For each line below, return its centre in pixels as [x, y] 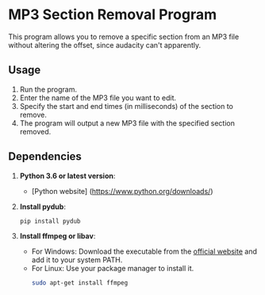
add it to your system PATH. [77, 260]
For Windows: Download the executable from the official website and [144, 251]
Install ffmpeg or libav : [58, 236]
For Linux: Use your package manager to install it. [113, 269]
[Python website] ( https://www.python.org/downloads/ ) [122, 191]
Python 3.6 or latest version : [67, 176]
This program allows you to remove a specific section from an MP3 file [124, 37]
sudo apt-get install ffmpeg [80, 283]
